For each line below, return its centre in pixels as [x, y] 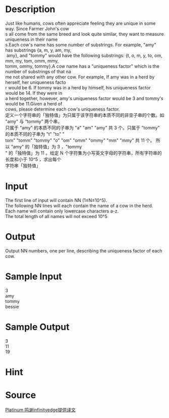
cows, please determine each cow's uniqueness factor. [63, 109]
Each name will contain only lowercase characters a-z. [62, 211]
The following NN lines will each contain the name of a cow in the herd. [79, 205]
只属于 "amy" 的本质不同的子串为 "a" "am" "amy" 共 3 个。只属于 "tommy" [82, 128]
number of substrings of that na [38, 71]
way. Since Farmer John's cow [37, 28]
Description [30, 9]
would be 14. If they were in [34, 93]
